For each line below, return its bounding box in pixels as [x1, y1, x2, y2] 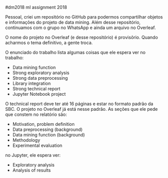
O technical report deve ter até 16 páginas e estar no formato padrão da [5, 101, 153, 107]
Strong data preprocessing [12, 75, 68, 81]
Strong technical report [12, 86, 61, 92]
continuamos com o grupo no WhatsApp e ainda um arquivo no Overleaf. [5, 25, 156, 31]
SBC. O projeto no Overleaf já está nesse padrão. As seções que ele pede [5, 106, 158, 112]
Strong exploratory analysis [12, 70, 70, 76]
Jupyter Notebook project [12, 91, 66, 97]
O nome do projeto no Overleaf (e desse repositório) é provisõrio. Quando [5, 35, 158, 40]
